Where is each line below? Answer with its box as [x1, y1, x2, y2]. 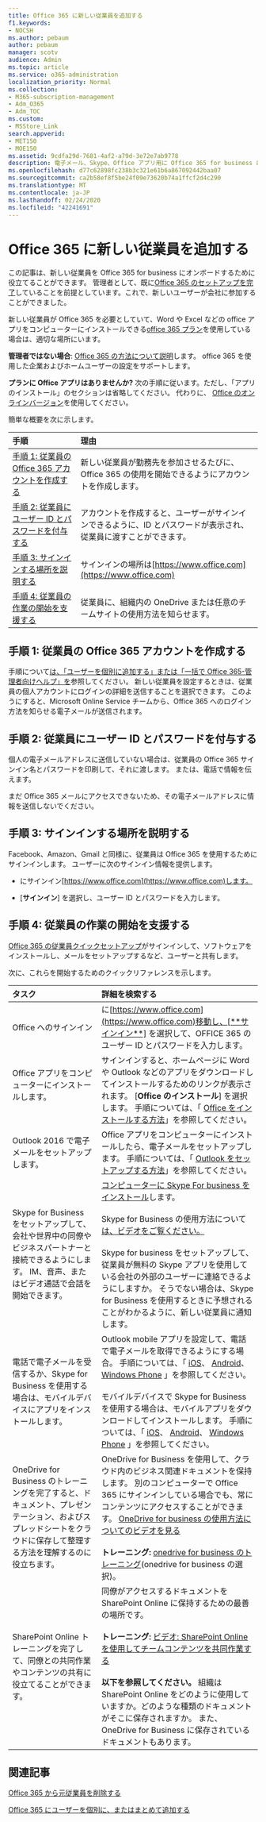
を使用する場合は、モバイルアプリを [101, 1403, 237, 1414]
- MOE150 [8, 144, 37, 152]
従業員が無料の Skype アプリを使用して [101, 1259, 248, 1270]
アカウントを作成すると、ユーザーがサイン [80, 507, 239, 518]
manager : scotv [8, 48, 59, 56]
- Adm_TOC [8, 108, 41, 116]
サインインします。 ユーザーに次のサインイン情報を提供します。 [8, 859, 217, 869]
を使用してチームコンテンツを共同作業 [101, 1643, 244, 1654]
